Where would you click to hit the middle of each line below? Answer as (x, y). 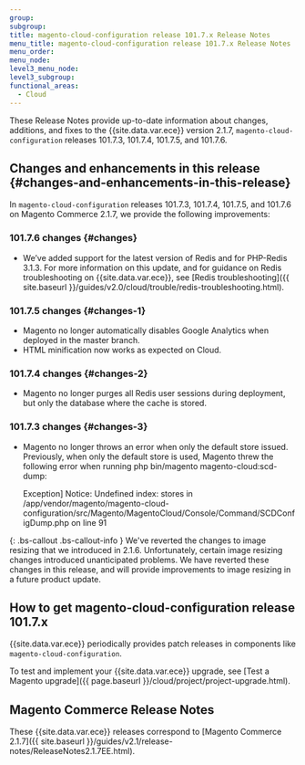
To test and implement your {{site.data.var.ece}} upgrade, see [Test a (140, 671)
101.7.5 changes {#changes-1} (78, 310)
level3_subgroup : (42, 78)
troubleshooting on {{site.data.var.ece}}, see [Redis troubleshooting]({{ (156, 277)
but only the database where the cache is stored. (115, 403)
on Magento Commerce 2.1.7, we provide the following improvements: (140, 215)
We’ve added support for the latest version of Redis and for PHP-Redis (155, 257)
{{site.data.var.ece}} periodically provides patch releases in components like (152, 644)
